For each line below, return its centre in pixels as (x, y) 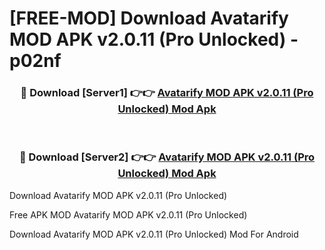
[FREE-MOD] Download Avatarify (149, 18)
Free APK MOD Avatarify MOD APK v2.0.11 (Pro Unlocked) (128, 214)
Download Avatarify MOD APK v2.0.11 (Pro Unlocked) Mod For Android (154, 234)
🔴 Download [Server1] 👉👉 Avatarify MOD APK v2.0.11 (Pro (167, 93)
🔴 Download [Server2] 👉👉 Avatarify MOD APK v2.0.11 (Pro (167, 157)
